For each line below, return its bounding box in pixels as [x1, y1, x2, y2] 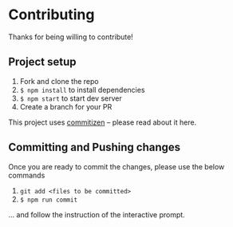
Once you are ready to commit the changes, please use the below [8, 161, 225, 171]
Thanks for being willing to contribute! [8, 32, 133, 42]
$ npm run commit [19, 196, 78, 204]
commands [8, 170, 45, 180]
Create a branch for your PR [19, 102, 113, 111]
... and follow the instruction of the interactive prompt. [8, 209, 185, 219]
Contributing [8, 6, 95, 24]
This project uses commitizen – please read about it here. [8, 117, 197, 127]
